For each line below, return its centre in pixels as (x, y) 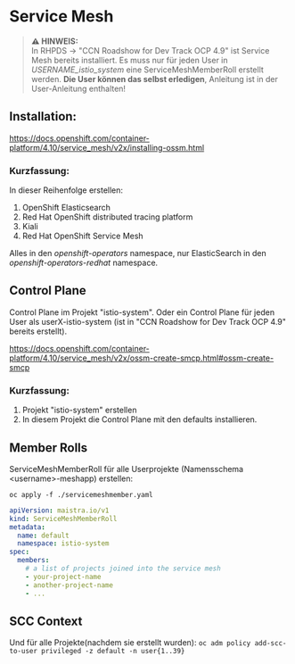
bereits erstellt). (38, 331)
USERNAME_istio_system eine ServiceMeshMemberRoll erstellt (147, 70)
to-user (24, 652)
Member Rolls (49, 448)
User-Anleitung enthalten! (78, 88)
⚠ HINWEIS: (54, 41)
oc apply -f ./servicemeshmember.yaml (81, 494)
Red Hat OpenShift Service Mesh (83, 236)
